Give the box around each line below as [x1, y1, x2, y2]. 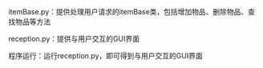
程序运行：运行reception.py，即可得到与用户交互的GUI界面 [8, 51, 203, 60]
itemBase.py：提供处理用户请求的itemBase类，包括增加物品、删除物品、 [8, 7, 249, 16]
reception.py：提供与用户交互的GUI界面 [8, 34, 140, 43]
